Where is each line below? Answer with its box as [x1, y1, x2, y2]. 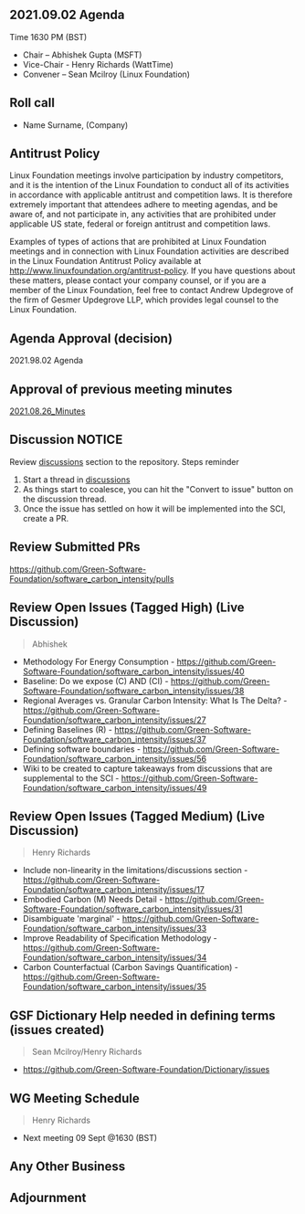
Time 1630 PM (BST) [9, 31, 88, 42]
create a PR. [22, 512, 69, 523]
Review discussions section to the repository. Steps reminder [9, 456, 240, 467]
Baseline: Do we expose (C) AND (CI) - [22, 675, 169, 686]
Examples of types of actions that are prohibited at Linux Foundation [9, 237, 267, 248]
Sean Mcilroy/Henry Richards [31, 1046, 142, 1058]
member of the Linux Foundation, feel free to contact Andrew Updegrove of [9, 285, 294, 296]
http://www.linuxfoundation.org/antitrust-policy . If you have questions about [9, 265, 296, 277]
